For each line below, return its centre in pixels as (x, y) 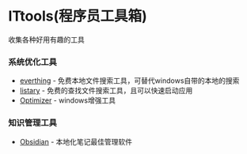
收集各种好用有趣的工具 (46, 39)
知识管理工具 (33, 123)
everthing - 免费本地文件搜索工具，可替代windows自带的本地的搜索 (129, 81)
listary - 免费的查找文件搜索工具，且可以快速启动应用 (106, 91)
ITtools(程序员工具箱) (78, 16)
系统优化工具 (33, 62)
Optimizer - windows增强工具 (68, 100)
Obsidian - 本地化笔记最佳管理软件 (76, 141)
